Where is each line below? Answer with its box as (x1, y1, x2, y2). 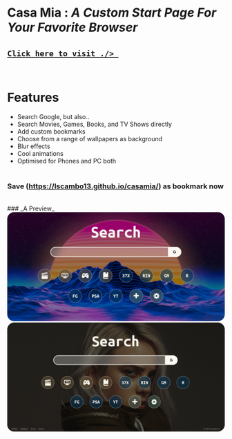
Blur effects (17, 142, 50, 150)
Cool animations (17, 149, 64, 157)
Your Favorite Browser (7, 19, 138, 35)
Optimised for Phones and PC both (17, 156, 117, 165)
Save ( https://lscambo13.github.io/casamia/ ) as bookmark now (7, 181, 224, 191)
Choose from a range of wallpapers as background (17, 134, 163, 143)
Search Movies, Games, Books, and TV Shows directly (17, 120, 173, 128)
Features (7, 90, 59, 105)
